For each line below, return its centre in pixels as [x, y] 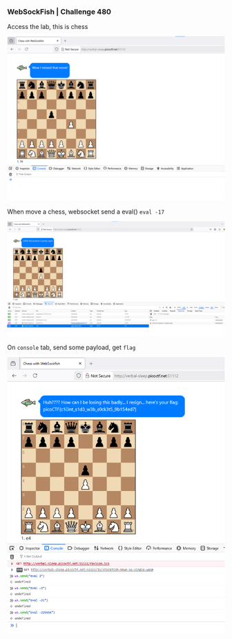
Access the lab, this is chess [48, 27]
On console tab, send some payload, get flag [71, 348]
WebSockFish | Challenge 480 [59, 12]
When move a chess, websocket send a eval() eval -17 [86, 212]
